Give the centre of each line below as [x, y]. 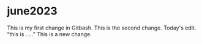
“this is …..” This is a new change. [50, 34]
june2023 [32, 11]
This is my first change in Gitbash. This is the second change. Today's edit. [102, 28]
